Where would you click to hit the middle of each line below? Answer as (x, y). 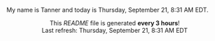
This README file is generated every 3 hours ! (115, 23)
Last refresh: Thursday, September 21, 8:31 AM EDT (115, 30)
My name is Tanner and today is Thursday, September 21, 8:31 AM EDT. (107, 10)
